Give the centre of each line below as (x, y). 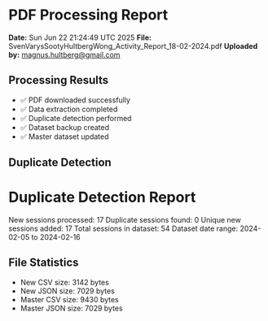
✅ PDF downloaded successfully (75, 100)
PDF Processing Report (88, 15)
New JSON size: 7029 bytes (68, 291)
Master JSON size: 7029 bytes (72, 308)
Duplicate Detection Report (102, 197)
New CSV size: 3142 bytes (65, 282)
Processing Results (59, 80)
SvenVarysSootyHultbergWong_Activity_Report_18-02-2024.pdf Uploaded (133, 46)
